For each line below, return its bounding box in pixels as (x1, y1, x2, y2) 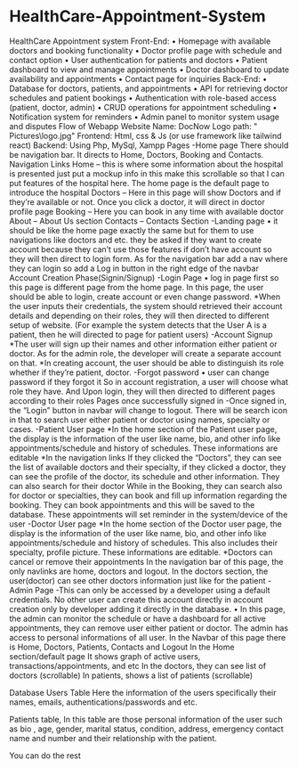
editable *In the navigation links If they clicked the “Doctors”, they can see (9, 452, 282, 462)
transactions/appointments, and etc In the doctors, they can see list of (9, 660, 267, 671)
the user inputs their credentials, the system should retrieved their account (9, 300, 283, 311)
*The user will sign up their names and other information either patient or (9, 339, 278, 349)
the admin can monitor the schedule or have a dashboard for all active (9, 613, 267, 624)
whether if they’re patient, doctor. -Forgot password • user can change (9, 367, 270, 378)
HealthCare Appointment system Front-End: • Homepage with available (9, 36, 271, 46)
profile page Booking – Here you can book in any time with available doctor (9, 206, 285, 217)
